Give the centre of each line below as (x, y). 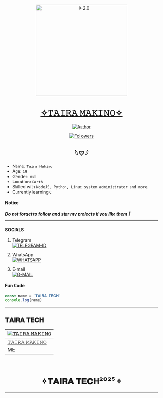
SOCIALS (15, 229)
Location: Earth (27, 182)
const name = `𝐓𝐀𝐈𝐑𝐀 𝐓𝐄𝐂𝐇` (33, 296)
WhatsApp (23, 255)
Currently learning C (32, 192)
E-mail (18, 269)
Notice (12, 203)
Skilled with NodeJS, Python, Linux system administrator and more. (81, 186)
